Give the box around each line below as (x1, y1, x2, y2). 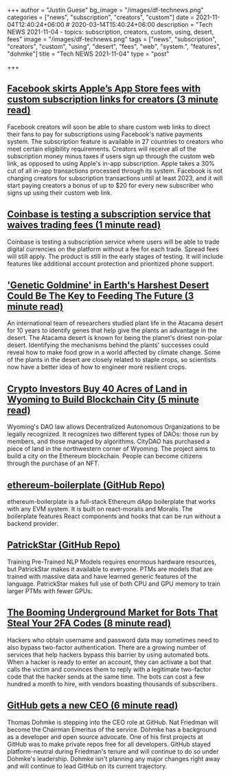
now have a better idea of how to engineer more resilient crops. (7, 363, 187, 371)
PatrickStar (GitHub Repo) (7, 540, 121, 551)
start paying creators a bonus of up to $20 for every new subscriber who (7, 181, 214, 189)
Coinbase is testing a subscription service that (7, 209, 211, 220)
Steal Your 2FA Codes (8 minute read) (7, 617, 172, 629)
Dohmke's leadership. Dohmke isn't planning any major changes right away (7, 754, 221, 763)
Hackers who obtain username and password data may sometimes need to (7, 636, 219, 644)
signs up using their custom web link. (7, 189, 113, 197)
